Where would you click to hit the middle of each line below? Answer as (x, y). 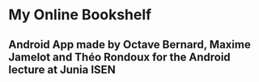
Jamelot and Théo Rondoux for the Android (119, 57)
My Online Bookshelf (80, 15)
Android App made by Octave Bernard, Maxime (129, 45)
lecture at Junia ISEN (62, 70)
